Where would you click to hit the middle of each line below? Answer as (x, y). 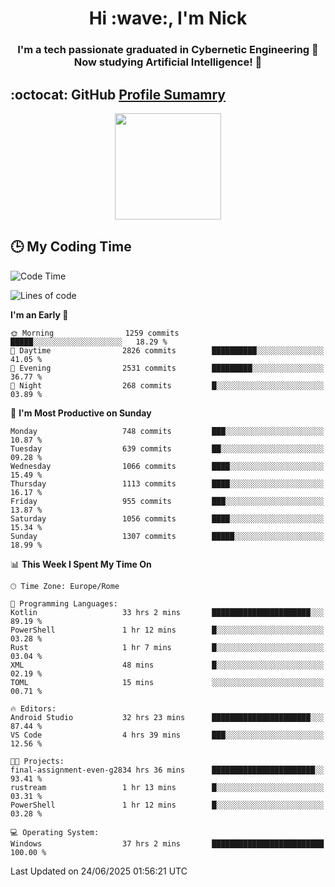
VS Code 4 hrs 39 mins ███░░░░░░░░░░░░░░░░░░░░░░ (167, 735)
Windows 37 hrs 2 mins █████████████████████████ (167, 843)
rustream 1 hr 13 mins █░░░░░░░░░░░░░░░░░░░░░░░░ (167, 787)
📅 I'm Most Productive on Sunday (81, 413)
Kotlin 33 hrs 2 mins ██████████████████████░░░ (167, 612)
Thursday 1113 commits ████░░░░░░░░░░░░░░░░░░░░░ (167, 483)
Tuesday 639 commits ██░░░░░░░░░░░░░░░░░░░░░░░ (167, 448)
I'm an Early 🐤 (39, 314)
